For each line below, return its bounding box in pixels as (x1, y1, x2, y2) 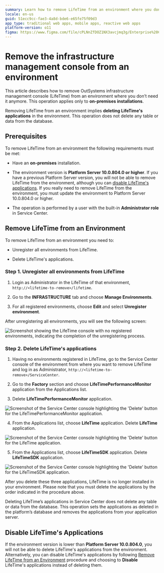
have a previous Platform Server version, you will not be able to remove (12, 175, 156, 180)
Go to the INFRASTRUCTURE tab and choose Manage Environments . (12, 294, 153, 300)
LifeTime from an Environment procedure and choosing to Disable (5, 557, 138, 563)
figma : (5, 30, 19, 35)
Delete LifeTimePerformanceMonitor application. (12, 396, 113, 402)
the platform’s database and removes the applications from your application (5, 509, 157, 515)
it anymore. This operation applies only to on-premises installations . (5, 98, 144, 104)
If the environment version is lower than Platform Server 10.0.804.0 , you (5, 541, 152, 547)
